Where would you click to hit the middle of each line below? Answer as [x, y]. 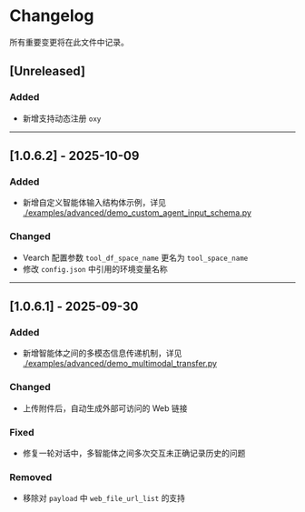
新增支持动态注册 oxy [62, 118]
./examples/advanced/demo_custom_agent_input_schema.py [137, 213]
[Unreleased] [48, 71]
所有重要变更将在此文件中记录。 [69, 42]
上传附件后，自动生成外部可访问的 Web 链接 [105, 408]
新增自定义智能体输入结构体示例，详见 [94, 203]
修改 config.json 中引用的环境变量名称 [95, 268]
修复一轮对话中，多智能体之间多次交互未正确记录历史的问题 [134, 453]
